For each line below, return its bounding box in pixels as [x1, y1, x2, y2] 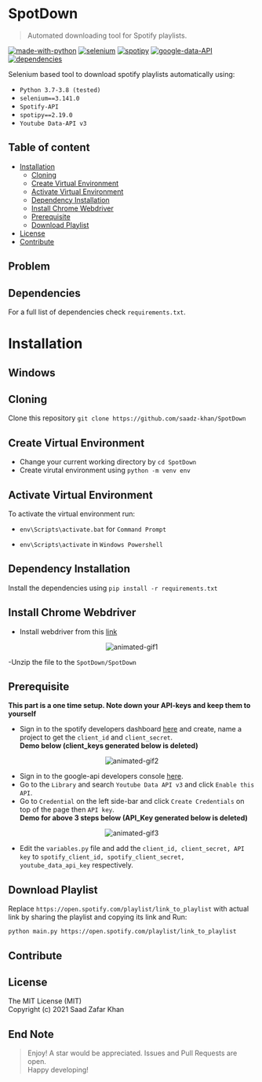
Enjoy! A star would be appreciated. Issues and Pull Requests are [27, 1048, 238, 1058]
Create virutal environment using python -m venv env [19, 465, 191, 475]
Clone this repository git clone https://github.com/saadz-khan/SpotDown [8, 413, 246, 423]
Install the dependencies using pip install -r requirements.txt [8, 583, 218, 592]
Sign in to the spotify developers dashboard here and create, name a [19, 724, 242, 734]
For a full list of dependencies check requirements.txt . [8, 307, 186, 317]
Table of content [8, 141, 90, 154]
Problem [8, 260, 51, 273]
